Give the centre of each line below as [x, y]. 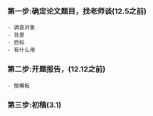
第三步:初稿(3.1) [35, 105]
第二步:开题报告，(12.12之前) [57, 69]
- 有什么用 [21, 50]
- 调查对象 [21, 28]
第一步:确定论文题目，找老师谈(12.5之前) [77, 11]
